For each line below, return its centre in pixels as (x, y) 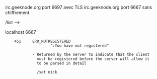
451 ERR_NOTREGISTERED (43, 41)
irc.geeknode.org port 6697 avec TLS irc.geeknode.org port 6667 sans (79, 7)
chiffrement (17, 13)
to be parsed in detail (62, 63)
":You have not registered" (80, 46)
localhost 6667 (21, 32)
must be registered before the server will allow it (93, 59)
